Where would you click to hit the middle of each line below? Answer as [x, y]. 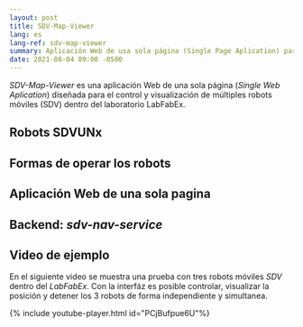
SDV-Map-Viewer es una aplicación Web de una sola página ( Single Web [145, 85]
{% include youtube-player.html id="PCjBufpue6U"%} [110, 313]
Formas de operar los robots [90, 163]
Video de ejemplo [60, 254]
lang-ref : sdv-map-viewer [58, 43]
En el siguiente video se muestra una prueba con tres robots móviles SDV [146, 277]
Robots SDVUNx [56, 133]
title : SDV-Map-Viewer [52, 26]
